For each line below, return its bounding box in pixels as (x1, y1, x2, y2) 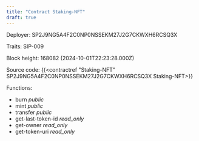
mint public (15, 102, 44, 109)
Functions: (6, 84, 33, 91)
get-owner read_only (15, 121, 68, 128)
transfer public (15, 108, 52, 116)
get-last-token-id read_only (15, 115, 84, 122)
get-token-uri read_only (15, 128, 75, 135)
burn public (15, 96, 44, 103)
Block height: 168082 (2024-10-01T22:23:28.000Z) (6, 54, 135, 61)
